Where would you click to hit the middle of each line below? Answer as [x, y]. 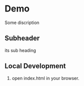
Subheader [22, 38]
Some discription [22, 22]
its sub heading [20, 50]
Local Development [35, 66]
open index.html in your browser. [45, 78]
